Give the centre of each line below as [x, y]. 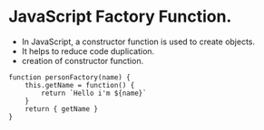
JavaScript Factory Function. [120, 17]
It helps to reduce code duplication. [88, 51]
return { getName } [62, 109]
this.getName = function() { [80, 85]
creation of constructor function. [83, 60]
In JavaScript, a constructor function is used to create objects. [138, 42]
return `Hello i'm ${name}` [94, 93]
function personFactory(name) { [69, 77]
